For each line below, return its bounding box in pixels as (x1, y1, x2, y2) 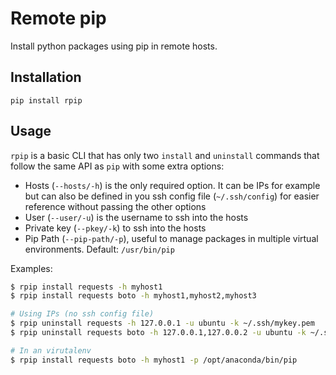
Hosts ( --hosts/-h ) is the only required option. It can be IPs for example (24, 179, 321, 191)
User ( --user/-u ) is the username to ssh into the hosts (24, 211, 249, 223)
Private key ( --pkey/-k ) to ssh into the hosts (24, 222, 207, 234)
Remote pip (10, 7, 107, 30)
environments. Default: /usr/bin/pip (24, 243, 175, 255)
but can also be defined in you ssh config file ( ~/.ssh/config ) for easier (24, 190, 320, 202)
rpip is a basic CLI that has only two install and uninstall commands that (10, 149, 320, 161)
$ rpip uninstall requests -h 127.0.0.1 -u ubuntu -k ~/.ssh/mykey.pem (10, 318, 315, 329)
